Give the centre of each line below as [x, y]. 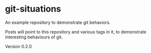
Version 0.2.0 [19, 46]
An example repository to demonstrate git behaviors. [58, 22]
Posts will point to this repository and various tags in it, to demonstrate [76, 32]
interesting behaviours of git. [34, 37]
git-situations [33, 9]
